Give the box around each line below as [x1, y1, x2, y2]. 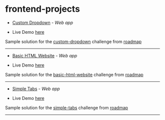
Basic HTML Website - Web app [12, 52, 78, 58]
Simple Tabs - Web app [12, 86, 60, 92]
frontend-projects [5, 3, 80, 15]
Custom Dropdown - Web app [12, 20, 74, 25]
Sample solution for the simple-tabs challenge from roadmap [5, 104, 129, 111]
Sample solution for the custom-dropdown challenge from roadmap [5, 38, 142, 45]
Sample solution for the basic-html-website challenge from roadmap [5, 72, 144, 77]
